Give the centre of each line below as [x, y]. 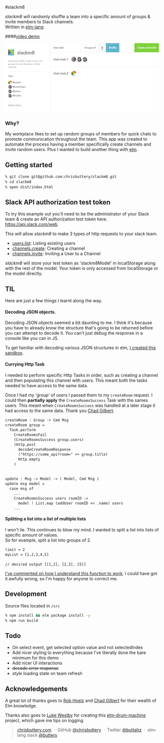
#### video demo [22, 36]
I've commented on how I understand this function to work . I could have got [81, 573]
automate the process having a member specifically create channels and [78, 144]
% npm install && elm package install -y [48, 615]
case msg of [22, 488]
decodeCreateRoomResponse [44, 449]
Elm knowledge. [21, 706]
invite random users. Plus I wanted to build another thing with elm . [72, 150]
